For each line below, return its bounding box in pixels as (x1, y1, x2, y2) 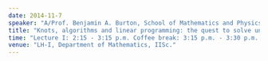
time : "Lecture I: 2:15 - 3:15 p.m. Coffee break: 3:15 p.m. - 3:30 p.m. (8, 33, 259, 42)
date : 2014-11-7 (8, 11, 62, 20)
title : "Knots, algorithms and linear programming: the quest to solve (8, 26, 251, 34)
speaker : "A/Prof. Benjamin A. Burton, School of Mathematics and (8, 19, 234, 27)
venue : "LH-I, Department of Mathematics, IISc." (8, 41, 177, 49)
